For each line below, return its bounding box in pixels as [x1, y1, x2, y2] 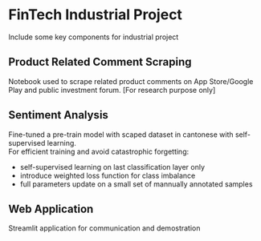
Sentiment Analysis [8, 108, 108, 122]
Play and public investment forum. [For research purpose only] [8, 85, 216, 94]
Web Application [8, 202, 94, 215]
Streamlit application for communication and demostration [8, 223, 201, 233]
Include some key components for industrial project [8, 32, 179, 42]
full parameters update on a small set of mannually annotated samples [19, 179, 253, 189]
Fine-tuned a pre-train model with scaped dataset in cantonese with [8, 130, 234, 139]
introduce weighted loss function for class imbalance [19, 171, 196, 180]
